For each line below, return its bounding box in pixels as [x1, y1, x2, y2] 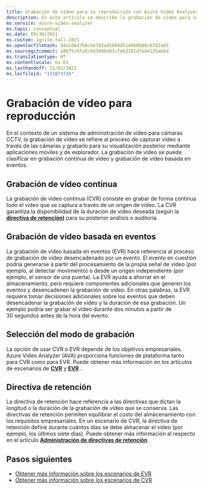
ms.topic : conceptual [6, 25, 61, 32]
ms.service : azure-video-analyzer [6, 20, 94, 26]
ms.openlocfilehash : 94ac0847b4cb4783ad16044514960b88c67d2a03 [6, 43, 169, 49]
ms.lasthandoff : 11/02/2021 [6, 65, 77, 71]
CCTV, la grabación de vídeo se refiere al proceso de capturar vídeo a [6, 136, 181, 143]
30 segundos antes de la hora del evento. [6, 312, 110, 319]
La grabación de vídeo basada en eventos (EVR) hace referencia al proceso [6, 248, 195, 255]
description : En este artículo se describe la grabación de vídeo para [6, 14, 190, 21]
